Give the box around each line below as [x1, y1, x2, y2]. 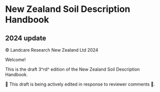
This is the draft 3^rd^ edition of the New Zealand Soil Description [5, 66, 140, 72]
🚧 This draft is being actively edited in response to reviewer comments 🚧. [5, 81, 156, 87]
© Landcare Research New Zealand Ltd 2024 [5, 47, 99, 53]
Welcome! [5, 57, 26, 63]
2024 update [5, 34, 46, 42]
